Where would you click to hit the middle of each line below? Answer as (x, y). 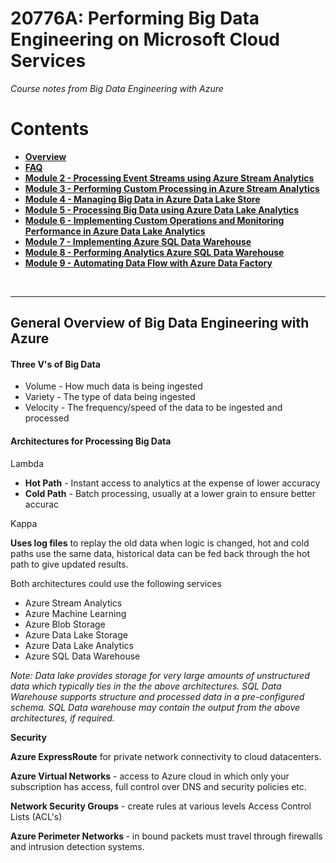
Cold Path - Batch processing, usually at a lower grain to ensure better (170, 493)
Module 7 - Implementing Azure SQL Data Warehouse (138, 241)
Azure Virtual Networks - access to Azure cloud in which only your (150, 776)
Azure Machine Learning (75, 613)
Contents (50, 129)
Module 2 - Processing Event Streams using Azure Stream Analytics (169, 178)
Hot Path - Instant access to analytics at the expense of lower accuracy (172, 483)
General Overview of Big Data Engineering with (160, 323)
